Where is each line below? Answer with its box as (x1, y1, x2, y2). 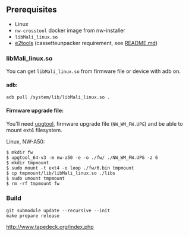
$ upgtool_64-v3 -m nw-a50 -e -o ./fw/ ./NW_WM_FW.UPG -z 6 (6, 154, 159, 161)
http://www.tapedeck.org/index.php (6, 223, 94, 230)
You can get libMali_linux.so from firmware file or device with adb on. (6, 68, 181, 75)
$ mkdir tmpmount (6, 160, 49, 165)
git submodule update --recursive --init (6, 208, 111, 213)
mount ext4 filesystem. (6, 126, 62, 133)
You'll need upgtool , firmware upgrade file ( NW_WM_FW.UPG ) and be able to (6, 120, 183, 127)
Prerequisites (6, 5, 57, 15)
